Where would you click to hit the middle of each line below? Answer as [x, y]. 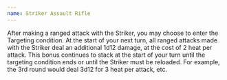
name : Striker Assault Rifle [49, 13]
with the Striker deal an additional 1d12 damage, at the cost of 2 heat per [110, 47]
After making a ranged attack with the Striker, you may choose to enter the [113, 33]
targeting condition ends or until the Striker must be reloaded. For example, [113, 62]
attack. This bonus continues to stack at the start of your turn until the [106, 55]
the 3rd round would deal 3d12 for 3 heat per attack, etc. [87, 69]
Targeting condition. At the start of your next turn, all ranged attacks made [112, 40]
